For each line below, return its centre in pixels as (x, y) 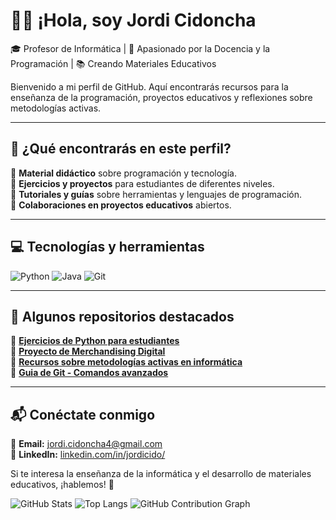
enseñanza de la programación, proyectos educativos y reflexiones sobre (161, 97)
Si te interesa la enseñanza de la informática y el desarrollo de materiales (161, 474)
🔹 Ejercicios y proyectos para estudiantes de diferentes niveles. (142, 183)
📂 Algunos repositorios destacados (122, 316)
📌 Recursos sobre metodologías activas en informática (126, 362)
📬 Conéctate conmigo (83, 414)
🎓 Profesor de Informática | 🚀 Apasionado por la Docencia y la (140, 48)
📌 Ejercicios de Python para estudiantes (95, 341)
